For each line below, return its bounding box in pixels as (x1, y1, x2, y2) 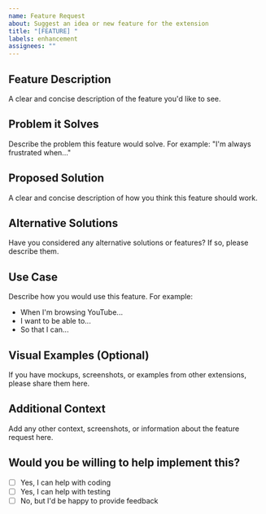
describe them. (8, 246, 59, 256)
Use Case (8, 270, 59, 284)
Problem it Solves (8, 117, 99, 131)
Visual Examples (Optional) (8, 348, 150, 362)
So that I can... (20, 325, 69, 334)
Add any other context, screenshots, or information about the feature (8, 424, 240, 433)
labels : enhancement (8, 34, 79, 43)
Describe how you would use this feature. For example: (8, 292, 194, 302)
